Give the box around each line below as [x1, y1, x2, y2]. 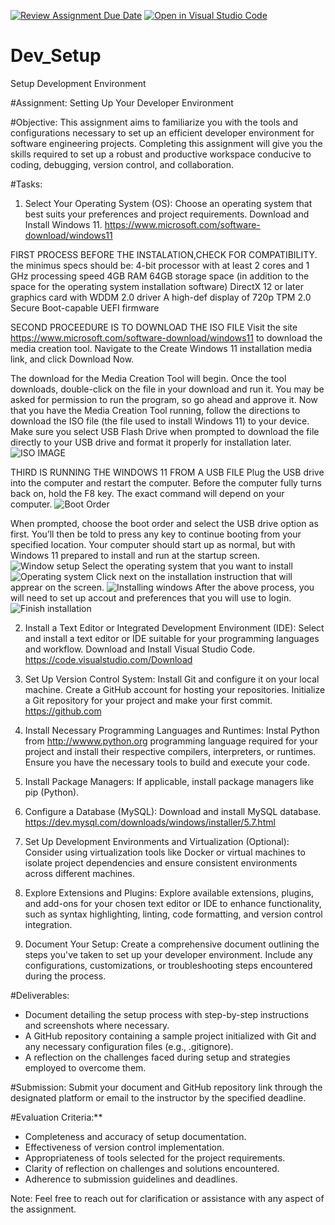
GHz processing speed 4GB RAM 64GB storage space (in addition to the [10, 270, 310, 282]
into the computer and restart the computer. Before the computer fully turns [10, 476, 322, 489]
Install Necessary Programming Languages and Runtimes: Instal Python [24, 724, 320, 736]
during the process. [24, 970, 107, 982]
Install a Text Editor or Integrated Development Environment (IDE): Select [24, 621, 325, 634]
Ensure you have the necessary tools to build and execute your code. [24, 756, 310, 768]
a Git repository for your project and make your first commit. [24, 694, 273, 706]
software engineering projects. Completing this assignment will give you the [10, 137, 323, 149]
